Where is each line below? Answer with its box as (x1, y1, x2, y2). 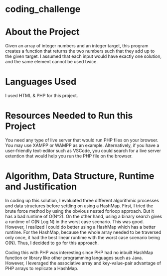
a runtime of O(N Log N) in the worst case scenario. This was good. (5, 218, 144, 225)
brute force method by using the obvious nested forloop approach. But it (5, 208, 154, 214)
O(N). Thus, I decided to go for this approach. (5, 240, 99, 246)
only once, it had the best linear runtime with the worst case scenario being (5, 234, 161, 240)
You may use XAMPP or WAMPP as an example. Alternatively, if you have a (5, 142, 160, 148)
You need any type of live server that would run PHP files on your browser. (5, 137, 159, 143)
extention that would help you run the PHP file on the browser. (5, 153, 133, 159)
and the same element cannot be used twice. (5, 59, 98, 65)
